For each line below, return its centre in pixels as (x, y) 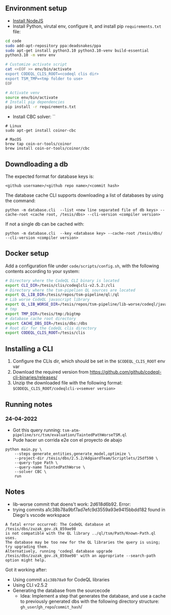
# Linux (13, 126)
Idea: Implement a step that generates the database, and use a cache (93, 596)
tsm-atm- (72, 430)
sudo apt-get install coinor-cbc (41, 131)
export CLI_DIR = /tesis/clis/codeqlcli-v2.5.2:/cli (60, 285)
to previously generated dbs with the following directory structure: (90, 601)
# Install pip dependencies (35, 102)
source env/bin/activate (32, 97)
